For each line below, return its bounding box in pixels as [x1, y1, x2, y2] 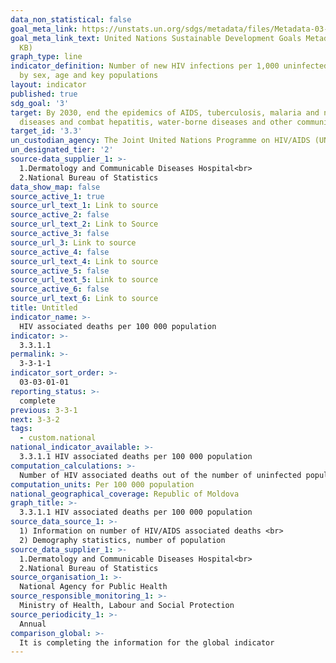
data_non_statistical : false [10, 14, 132, 25]
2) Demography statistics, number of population [19, 535, 226, 545]
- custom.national [19, 433, 97, 443]
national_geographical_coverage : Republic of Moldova [10, 489, 240, 499]
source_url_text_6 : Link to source [10, 294, 159, 304]
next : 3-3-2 [10, 414, 60, 425]
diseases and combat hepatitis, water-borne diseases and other [19, 117, 293, 127]
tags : [10, 424, 33, 434]
